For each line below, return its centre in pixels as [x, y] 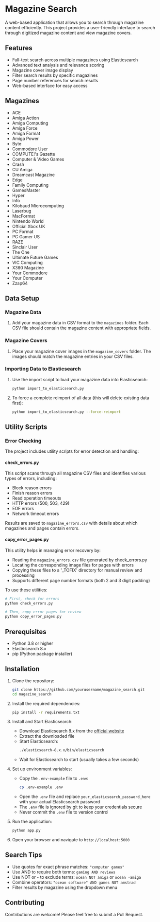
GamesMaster [26, 190]
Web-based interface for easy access [50, 86]
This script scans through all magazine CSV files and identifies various [76, 473]
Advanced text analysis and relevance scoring [58, 65]
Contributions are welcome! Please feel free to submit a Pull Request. [74, 914]
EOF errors [23, 509]
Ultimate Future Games [35, 257]
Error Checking [23, 441]
